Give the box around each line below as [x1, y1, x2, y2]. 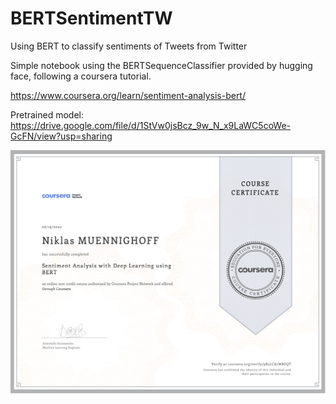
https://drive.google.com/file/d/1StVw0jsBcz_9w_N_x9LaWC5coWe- [10, 119, 292, 131]
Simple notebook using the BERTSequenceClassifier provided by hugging [10, 59, 313, 71]
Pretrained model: [10, 108, 85, 121]
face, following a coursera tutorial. [10, 70, 152, 82]
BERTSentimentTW [10, 7, 173, 30]
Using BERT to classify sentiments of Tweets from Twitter [10, 40, 248, 52]
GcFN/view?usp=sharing [10, 130, 113, 142]
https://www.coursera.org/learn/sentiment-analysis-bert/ [10, 89, 246, 101]
